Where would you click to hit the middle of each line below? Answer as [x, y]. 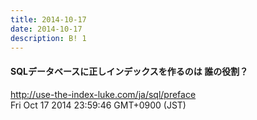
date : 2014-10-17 [46, 29]
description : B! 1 [48, 38]
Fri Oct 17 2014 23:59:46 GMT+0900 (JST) [98, 105]
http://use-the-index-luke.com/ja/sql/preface [103, 94]
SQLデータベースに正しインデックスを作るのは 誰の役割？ [129, 71]
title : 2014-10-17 [48, 19]
